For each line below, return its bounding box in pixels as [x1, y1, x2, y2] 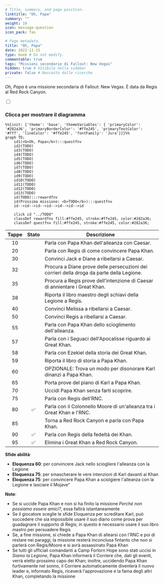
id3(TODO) [14, 148, 34, 153]
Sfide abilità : [5, 452, 31, 458]
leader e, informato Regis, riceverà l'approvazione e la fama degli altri [12, 568, 152, 574]
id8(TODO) [14, 169, 34, 174]
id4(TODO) [14, 152, 34, 157]
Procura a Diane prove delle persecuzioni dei [44, 263, 148, 270]
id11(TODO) [14, 182, 36, 187]
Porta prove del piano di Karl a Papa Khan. [44, 379, 142, 386]
